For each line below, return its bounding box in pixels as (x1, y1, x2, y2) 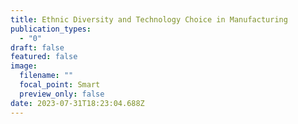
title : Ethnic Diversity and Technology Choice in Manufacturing (10, 14, 288, 25)
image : (10, 61, 38, 71)
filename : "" (19, 71, 74, 81)
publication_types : (10, 24, 92, 34)
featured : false (10, 52, 78, 62)
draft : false (10, 42, 65, 53)
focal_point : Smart (19, 80, 101, 90)
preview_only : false (19, 89, 105, 99)
